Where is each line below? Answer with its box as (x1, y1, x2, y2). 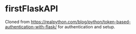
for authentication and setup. (57, 24, 116, 29)
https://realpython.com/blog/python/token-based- (30, 19, 131, 25)
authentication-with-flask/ (5, 24, 57, 29)
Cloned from (5, 19, 30, 25)
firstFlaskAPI (5, 3, 58, 14)
